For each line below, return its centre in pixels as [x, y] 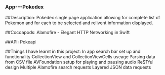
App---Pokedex [24, 7]
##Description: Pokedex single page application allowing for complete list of [83, 18]
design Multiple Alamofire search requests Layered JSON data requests [78, 67]
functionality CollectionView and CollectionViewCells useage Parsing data [80, 57]
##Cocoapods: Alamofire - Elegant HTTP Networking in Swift [67, 33]
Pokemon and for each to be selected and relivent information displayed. [79, 23]
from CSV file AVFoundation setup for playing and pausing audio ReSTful [79, 62]
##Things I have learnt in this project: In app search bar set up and [73, 52]
